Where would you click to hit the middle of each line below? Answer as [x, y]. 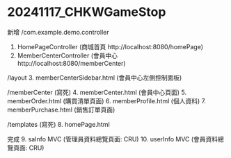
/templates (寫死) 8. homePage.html [58, 124]
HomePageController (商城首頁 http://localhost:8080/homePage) [110, 46]
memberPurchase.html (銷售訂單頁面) [61, 109]
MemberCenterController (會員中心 [67, 55]
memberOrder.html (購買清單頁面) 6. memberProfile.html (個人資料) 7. [107, 100]
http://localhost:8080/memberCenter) [72, 63]
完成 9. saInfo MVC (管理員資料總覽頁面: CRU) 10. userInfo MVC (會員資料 [113, 139]
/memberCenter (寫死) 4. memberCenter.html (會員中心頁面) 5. [97, 92]
